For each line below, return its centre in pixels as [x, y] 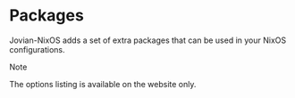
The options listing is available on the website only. [103, 84]
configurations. [37, 49]
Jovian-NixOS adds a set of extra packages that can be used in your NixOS [148, 40]
